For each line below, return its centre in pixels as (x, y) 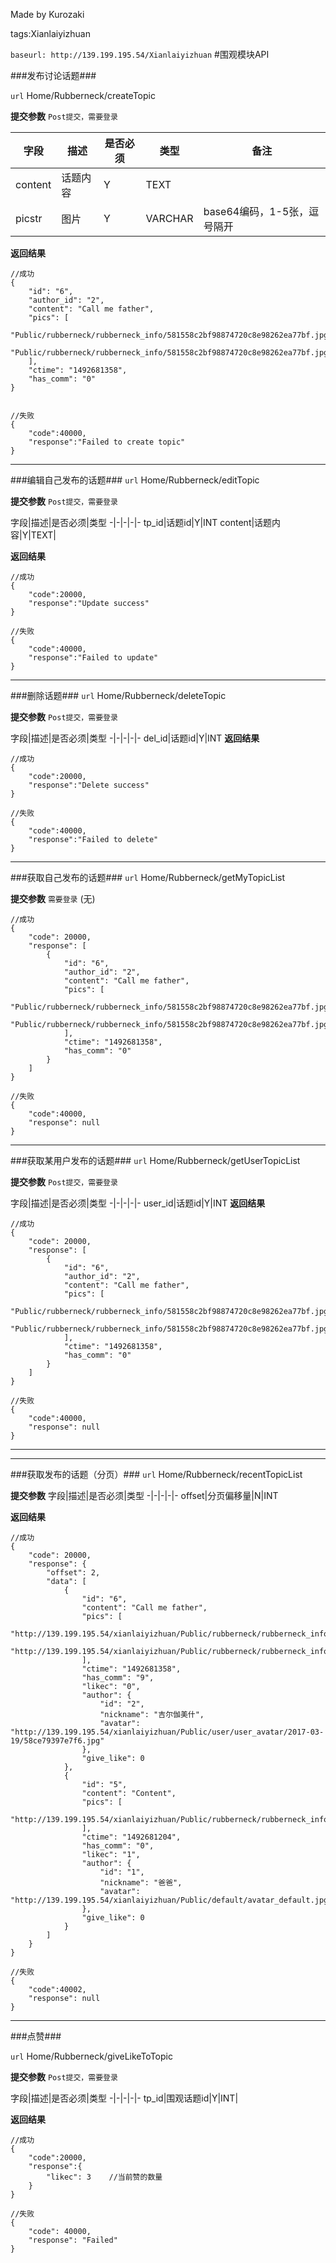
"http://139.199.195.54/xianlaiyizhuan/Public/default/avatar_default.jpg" (171, 1900)
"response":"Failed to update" (93, 658)
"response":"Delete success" (89, 785)
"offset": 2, (73, 1573)
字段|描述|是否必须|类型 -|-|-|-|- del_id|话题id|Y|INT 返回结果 (135, 738)
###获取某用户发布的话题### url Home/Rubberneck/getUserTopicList (155, 1160)
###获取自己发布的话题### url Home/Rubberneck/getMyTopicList (148, 877)
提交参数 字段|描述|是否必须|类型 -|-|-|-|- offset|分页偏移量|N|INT (144, 1495)
